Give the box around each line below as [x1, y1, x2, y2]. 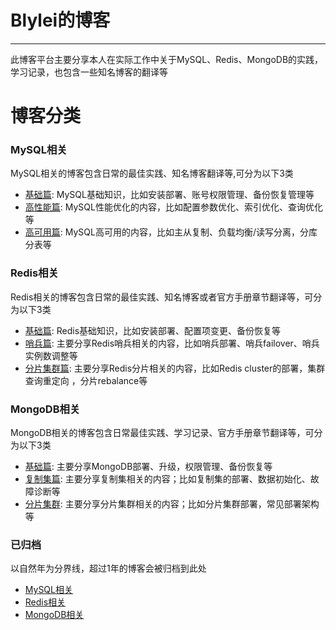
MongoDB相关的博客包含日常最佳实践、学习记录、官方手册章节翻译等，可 [10, 427, 315, 439]
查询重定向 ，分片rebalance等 [24, 374, 148, 386]
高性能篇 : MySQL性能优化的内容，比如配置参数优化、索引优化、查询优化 [24, 201, 323, 213]
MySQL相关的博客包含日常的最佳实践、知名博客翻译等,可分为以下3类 [10, 167, 294, 180]
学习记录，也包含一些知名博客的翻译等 [10, 66, 168, 78]
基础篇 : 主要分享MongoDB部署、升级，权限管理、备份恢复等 [24, 461, 273, 473]
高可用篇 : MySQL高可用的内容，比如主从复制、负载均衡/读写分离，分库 [24, 226, 318, 238]
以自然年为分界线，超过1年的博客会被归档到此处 [10, 562, 207, 575]
